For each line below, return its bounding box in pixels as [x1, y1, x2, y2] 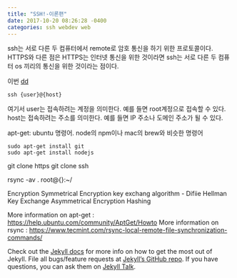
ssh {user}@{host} [7, 91, 62, 98]
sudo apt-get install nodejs [7, 149, 94, 157]
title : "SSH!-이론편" [7, 10, 68, 18]
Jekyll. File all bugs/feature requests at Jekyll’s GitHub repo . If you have [7, 254, 218, 264]
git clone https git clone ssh [7, 162, 89, 170]
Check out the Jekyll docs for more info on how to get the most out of [7, 247, 213, 256]
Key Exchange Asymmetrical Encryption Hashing [7, 197, 151, 205]
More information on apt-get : [7, 211, 95, 220]
